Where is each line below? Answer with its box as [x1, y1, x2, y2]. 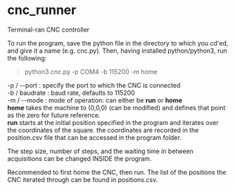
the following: [7, 53, 47, 62]
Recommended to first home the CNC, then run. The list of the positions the [7, 168, 227, 176]
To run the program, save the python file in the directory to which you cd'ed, [7, 39, 229, 47]
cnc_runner [7, 2, 77, 18]
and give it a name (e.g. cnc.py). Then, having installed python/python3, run [7, 46, 227, 55]
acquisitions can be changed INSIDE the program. [7, 154, 152, 163]
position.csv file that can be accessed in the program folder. [7, 133, 182, 142]
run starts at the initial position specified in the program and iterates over [7, 118, 220, 126]
